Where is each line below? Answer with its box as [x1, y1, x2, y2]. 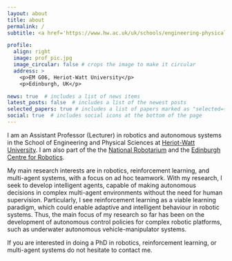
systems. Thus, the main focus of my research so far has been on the [7, 210, 205, 218]
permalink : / [7, 23, 45, 30]
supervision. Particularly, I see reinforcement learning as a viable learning [7, 195, 216, 204]
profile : [7, 42, 32, 49]
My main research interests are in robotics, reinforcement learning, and [7, 166, 209, 175]
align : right [13, 48, 51, 55]
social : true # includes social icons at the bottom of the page [7, 112, 202, 119]
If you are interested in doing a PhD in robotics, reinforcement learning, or [7, 238, 217, 246]
